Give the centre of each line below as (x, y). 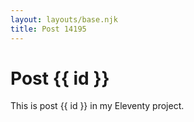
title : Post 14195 (48, 29)
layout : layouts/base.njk (64, 19)
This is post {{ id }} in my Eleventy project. (97, 106)
